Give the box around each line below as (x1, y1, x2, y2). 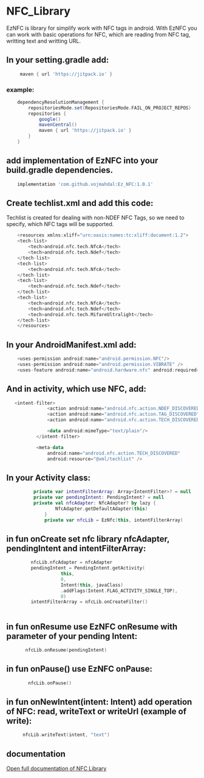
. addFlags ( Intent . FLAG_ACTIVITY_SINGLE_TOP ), (60, 588, 178, 594)
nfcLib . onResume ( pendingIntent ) (25, 647, 107, 653)
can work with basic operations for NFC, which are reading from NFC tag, (6, 30, 191, 38)
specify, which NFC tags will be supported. (6, 221, 114, 228)
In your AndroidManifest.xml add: (6, 339, 137, 350)
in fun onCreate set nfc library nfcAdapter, (6, 534, 170, 544)
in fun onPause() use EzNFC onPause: (6, 664, 153, 674)
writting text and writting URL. (6, 37, 81, 44)
